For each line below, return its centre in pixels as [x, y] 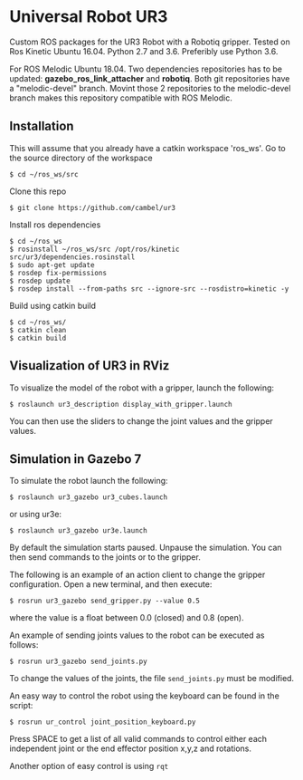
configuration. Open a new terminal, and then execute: [111, 584]
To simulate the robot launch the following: [89, 481]
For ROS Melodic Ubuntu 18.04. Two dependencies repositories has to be [146, 69]
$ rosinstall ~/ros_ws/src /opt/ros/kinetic [95, 249]
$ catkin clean [38, 330]
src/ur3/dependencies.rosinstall [72, 257]
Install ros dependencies [55, 225]
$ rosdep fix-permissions [58, 273]
